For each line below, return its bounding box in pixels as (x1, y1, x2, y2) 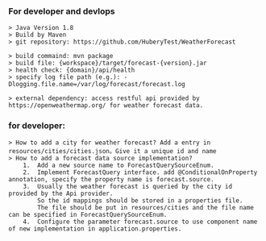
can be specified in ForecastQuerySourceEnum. (8, 210, 168, 218)
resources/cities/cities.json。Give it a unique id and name (8, 147, 217, 155)
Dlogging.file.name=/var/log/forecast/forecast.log (8, 81, 185, 89)
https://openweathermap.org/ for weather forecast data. (8, 102, 204, 110)
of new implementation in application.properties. (8, 224, 182, 233)
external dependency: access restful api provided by (15, 94, 200, 102)
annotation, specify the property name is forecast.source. (8, 175, 215, 183)
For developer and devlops (8, 6, 115, 17)
